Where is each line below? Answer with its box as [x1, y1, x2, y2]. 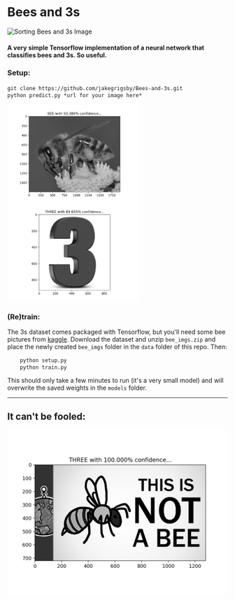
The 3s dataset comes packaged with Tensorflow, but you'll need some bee [7, 328, 226, 336]
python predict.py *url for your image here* [7, 92, 142, 98]
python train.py [20, 364, 68, 371]
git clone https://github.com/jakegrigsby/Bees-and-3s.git [7, 85, 183, 92]
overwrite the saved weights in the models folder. [7, 383, 147, 392]
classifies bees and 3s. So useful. [7, 50, 107, 59]
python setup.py [20, 357, 68, 364]
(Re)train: [7, 312, 41, 321]
